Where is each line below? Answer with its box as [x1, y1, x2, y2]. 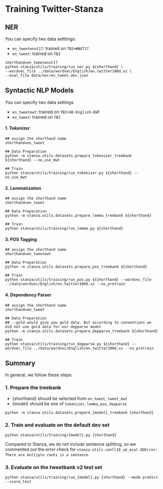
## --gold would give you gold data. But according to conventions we [5, 320, 152, 325]
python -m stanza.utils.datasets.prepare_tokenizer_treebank [5, 154, 132, 158]
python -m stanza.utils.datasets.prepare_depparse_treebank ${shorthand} [5, 329, 159, 334]
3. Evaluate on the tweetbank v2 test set [5, 463, 102, 470]
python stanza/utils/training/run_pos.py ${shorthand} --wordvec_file [5, 277, 152, 283]
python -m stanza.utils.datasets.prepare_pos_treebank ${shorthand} [5, 264, 147, 269]
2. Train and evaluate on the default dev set [5, 421, 110, 428]
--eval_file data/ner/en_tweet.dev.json [5, 73, 89, 78]
